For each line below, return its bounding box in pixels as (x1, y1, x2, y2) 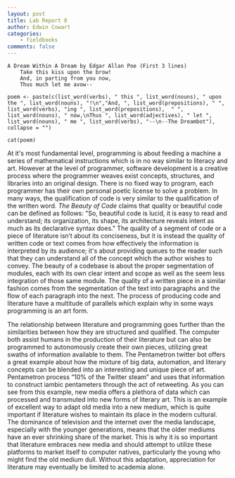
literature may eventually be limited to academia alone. (7, 463, 165, 471)
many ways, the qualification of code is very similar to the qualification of (7, 194, 220, 202)
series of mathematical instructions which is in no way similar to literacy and (7, 157, 228, 165)
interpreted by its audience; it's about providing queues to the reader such (7, 246, 223, 255)
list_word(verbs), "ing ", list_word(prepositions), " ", (7, 106, 184, 113)
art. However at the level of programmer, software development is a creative (7, 164, 229, 172)
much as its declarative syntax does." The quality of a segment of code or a (7, 224, 227, 232)
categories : (7, 30, 42, 37)
